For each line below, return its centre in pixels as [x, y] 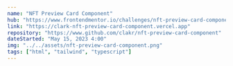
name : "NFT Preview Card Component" [60, 13]
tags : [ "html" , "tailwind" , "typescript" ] [69, 52]
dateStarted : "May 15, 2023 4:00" [57, 39]
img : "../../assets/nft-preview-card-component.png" [85, 45]
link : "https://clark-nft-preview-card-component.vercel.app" [99, 26]
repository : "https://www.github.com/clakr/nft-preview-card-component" [114, 33]
